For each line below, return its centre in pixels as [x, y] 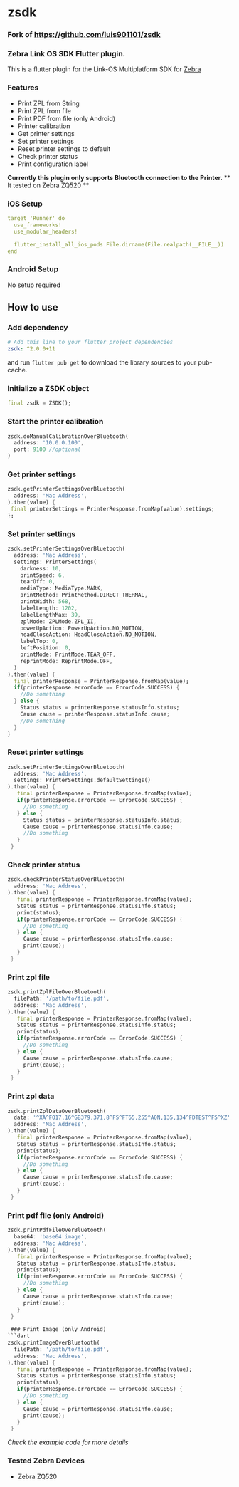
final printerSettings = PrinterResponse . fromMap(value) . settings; [112, 509]
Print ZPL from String [48, 103]
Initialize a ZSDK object [48, 389]
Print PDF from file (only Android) [67, 118]
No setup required [34, 285]
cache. [17, 370]
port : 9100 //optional [47, 449]
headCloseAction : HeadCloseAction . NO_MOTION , [89, 635]
